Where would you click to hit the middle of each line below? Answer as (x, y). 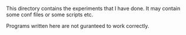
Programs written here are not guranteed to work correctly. (78, 26)
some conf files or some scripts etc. (50, 15)
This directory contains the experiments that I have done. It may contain (93, 8)
